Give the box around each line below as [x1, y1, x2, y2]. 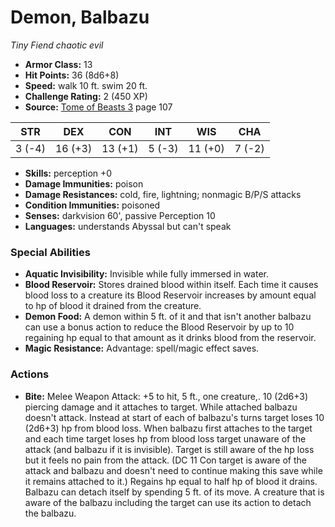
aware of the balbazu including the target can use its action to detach [24, 496, 312, 508]
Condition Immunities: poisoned [24, 199, 161, 211]
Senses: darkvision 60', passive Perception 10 [24, 209, 216, 221]
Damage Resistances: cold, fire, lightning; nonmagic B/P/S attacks [24, 188, 302, 200]
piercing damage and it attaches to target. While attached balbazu [24, 401, 298, 413]
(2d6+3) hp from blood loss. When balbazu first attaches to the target [24, 422, 313, 434]
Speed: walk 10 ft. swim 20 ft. [24, 79, 148, 91]
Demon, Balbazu [10, 6, 150, 29]
